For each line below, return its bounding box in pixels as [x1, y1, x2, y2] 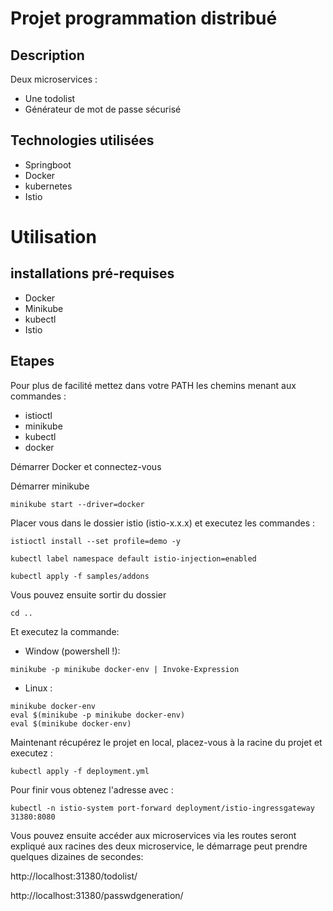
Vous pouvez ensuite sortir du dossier [10, 588, 167, 601]
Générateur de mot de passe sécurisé [24, 103, 182, 115]
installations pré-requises [10, 265, 175, 282]
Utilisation [10, 226, 97, 248]
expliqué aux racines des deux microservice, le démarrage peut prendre [10, 840, 308, 852]
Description [10, 47, 85, 64]
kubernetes [24, 180, 73, 192]
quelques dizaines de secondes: [10, 850, 144, 862]
